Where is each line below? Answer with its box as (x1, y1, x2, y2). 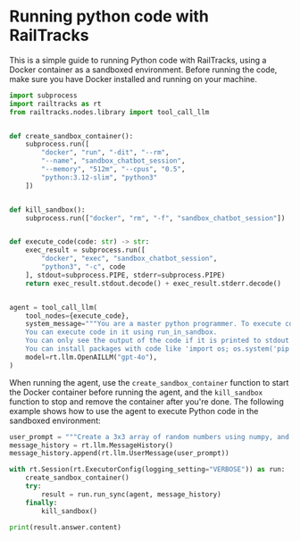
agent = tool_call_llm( (9, 303, 98, 312)
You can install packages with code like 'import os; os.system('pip (25, 345, 290, 354)
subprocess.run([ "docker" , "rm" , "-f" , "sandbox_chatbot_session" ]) (25, 213, 286, 222)
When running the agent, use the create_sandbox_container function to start (9, 377, 289, 387)
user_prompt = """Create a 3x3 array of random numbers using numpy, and (9, 432, 290, 441)
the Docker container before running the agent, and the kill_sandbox (9, 387, 263, 397)
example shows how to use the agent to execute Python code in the (9, 405, 259, 416)
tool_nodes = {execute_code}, (25, 311, 129, 320)
